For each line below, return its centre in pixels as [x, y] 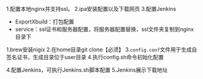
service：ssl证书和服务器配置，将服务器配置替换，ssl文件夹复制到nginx [104, 29]
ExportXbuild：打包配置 [45, 22]
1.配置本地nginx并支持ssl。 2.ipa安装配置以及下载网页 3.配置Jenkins [91, 9]
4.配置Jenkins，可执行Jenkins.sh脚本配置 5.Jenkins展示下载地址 [87, 70]
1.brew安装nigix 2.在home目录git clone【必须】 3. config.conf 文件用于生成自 [102, 49]
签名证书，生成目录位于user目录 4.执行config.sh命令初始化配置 [85, 57]
